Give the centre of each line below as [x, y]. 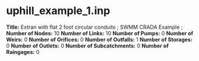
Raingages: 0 [23, 52]
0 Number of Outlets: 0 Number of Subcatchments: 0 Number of [88, 46]
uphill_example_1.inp [58, 11]
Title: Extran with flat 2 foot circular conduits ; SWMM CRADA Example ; [94, 27]
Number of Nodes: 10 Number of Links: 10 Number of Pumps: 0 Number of [100, 33]
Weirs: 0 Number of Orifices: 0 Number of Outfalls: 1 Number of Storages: [99, 39]
